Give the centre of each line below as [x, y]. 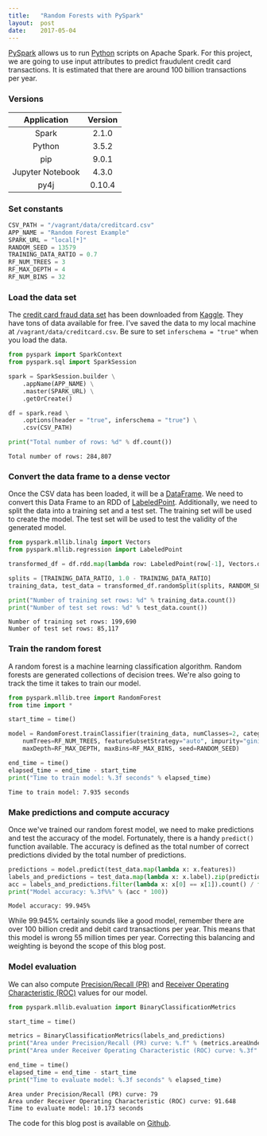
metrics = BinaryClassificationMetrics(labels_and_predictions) [117, 1036]
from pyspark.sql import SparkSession [72, 362]
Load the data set [43, 297]
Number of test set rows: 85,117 [64, 629]
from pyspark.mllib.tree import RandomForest [85, 697]
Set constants [36, 209]
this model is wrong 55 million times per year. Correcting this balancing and [132, 938]
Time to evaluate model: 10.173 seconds [76, 1108]
